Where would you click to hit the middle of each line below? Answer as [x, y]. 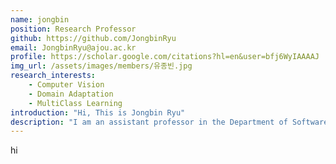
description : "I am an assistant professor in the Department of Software [169, 122]
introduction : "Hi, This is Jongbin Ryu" [98, 112]
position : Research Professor [73, 29]
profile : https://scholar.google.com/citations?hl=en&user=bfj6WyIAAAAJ [165, 57]
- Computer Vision [66, 85]
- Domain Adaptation [71, 94]
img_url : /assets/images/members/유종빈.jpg [101, 66]
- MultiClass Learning [75, 103]
